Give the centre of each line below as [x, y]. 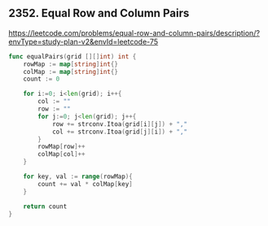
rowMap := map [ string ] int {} [70, 64]
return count [45, 206]
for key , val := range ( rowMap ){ [78, 177]
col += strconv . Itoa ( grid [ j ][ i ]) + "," [119, 132]
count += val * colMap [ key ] [85, 184]
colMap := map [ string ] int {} [70, 72]
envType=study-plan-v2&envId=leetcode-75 [83, 41]
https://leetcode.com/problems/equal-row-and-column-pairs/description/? [134, 33]
